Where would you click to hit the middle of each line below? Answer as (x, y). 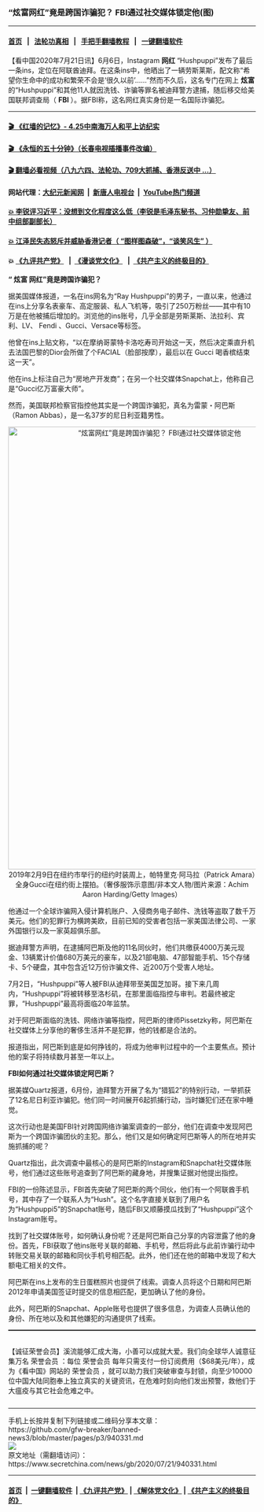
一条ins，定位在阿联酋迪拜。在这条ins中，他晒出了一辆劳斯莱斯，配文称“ (126, 70)
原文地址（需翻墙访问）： (48, 1455)
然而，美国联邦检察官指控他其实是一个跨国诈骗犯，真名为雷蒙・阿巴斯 (122, 405)
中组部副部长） (32, 221)
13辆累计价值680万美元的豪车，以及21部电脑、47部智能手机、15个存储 (136, 957)
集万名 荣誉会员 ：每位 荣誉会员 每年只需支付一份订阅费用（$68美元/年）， (128, 1361)
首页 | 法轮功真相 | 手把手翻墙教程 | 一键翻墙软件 (95, 41)
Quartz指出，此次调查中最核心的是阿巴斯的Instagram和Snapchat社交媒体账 (130, 1163)
